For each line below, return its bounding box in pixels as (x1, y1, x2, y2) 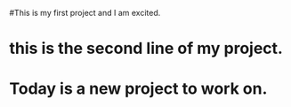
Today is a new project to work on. (9, 79, 268, 99)
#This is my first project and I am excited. (9, 8, 161, 18)
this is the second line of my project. (9, 39, 283, 58)
